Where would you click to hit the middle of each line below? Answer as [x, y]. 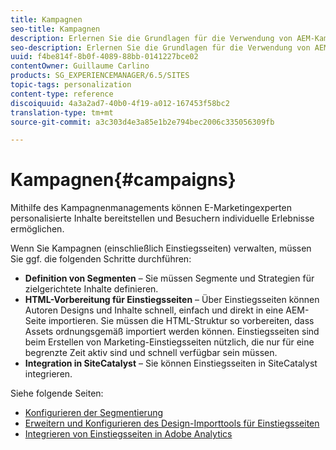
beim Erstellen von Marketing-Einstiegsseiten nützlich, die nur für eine [169, 342]
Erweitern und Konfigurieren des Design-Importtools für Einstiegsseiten [172, 423]
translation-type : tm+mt [62, 112]
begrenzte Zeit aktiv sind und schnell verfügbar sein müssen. [151, 353]
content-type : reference [62, 94]
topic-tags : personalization [71, 85]
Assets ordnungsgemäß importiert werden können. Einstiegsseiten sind [172, 332]
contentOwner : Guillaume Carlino [80, 66]
